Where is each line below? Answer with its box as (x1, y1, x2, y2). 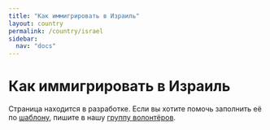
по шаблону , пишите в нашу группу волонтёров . (8, 113, 176, 123)
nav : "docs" (15, 42, 57, 50)
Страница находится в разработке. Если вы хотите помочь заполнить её (8, 104, 262, 114)
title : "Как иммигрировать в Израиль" (8, 11, 140, 20)
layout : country (8, 19, 63, 28)
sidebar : (8, 34, 38, 43)
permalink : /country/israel (8, 27, 104, 35)
